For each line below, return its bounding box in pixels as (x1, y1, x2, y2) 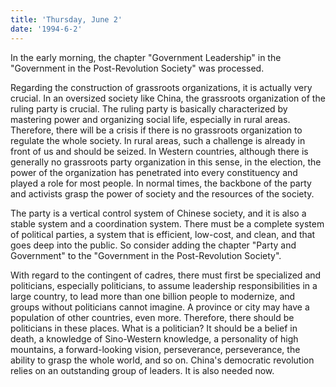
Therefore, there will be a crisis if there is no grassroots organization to (10, 124, 303, 136)
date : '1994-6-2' (10, 24, 83, 34)
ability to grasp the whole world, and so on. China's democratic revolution (10, 354, 315, 366)
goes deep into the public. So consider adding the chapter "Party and (10, 239, 297, 251)
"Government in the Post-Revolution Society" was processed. (10, 62, 265, 74)
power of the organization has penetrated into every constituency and (10, 166, 298, 178)
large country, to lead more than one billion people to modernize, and (10, 290, 296, 302)
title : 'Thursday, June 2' (10, 14, 123, 25)
